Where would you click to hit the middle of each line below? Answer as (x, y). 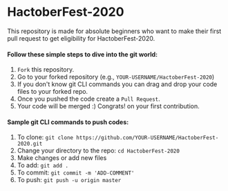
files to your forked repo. (53, 92)
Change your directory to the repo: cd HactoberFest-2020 (98, 151)
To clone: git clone (45, 137)
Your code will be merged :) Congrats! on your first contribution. (108, 106)
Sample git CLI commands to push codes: (68, 122)
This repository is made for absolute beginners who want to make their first (114, 31)
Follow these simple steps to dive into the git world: (82, 54)
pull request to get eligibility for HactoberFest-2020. (81, 38)
